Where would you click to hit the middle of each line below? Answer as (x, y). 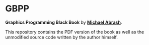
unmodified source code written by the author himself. (62, 37)
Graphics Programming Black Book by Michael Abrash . (64, 22)
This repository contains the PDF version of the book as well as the (75, 32)
